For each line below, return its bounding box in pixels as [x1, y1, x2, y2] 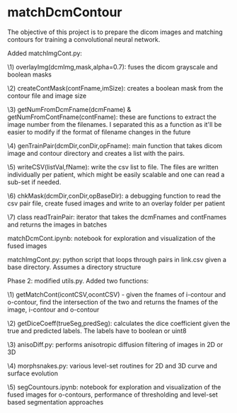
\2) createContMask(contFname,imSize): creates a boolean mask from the [7, 84, 224, 92]
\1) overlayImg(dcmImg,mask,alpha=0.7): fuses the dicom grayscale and [7, 62, 218, 71]
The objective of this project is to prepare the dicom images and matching [7, 28, 223, 36]
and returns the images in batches [7, 220, 108, 229]
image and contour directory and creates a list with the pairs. [7, 149, 185, 157]
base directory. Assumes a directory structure [7, 263, 141, 271]
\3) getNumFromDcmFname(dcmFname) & [7, 105, 132, 113]
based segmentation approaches [7, 397, 104, 406]
